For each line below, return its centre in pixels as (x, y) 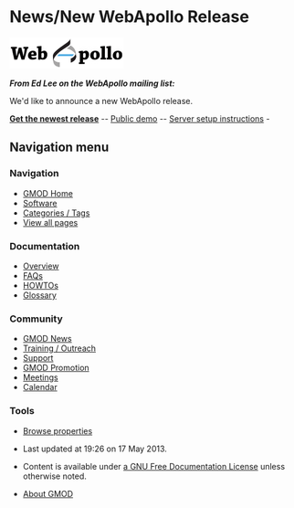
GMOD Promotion (56, 368)
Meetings (40, 377)
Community (36, 319)
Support (38, 358)
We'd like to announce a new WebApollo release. (101, 101)
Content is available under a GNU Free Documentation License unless (154, 466)
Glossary (40, 295)
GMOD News (47, 339)
